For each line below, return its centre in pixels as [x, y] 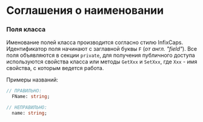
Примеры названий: [32, 80]
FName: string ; [31, 97]
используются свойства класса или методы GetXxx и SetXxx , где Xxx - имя [102, 62]
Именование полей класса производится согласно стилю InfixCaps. [95, 42]
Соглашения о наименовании [85, 11]
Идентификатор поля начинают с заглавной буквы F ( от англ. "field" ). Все [102, 49]
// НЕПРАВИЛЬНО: [27, 108]
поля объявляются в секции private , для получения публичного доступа [101, 56]
